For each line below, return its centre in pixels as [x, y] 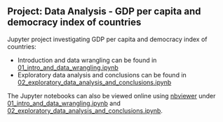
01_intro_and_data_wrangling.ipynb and [64, 103]
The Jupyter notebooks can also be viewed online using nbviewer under [111, 96]
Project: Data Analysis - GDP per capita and [104, 12]
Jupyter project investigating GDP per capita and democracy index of [108, 39]
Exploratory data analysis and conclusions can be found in [102, 75]
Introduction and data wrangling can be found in [87, 60]
